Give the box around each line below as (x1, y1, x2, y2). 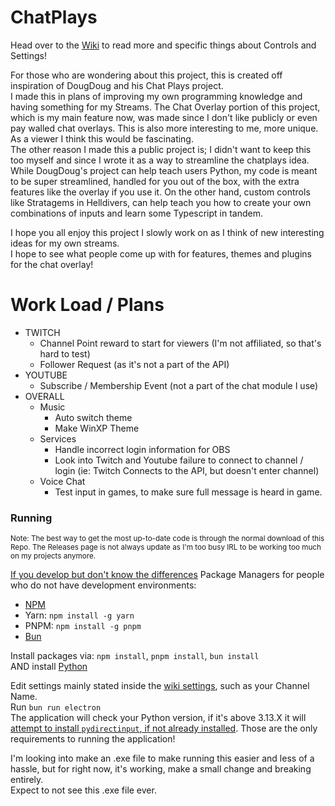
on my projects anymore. (10, 551, 97, 561)
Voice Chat (39, 475, 86, 487)
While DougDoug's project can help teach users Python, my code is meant (10, 164, 318, 176)
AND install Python (10, 661, 88, 673)
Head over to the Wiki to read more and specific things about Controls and (10, 39, 317, 51)
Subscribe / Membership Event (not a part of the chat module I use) (39, 379, 319, 391)
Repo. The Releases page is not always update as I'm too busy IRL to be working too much (10, 542, 322, 553)
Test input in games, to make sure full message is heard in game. (54, 486, 323, 498)
